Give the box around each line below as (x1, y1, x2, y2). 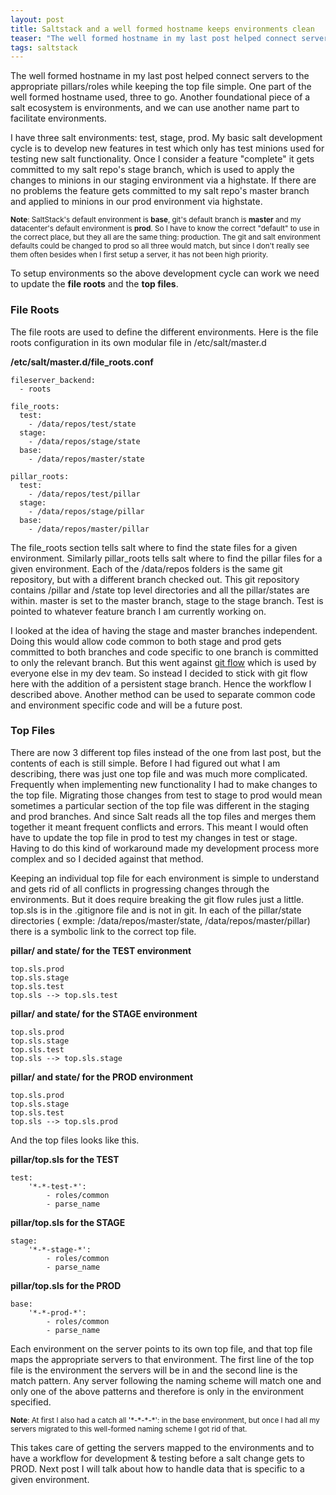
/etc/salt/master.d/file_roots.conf (10, 356, 154, 368)
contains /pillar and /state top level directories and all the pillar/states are (10, 584, 310, 596)
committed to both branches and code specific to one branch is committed (10, 646, 319, 658)
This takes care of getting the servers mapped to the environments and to (10, 1441, 315, 1453)
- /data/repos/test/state (28, 419, 137, 429)
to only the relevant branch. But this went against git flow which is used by (10, 656, 317, 668)
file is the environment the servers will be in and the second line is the (10, 1364, 298, 1376)
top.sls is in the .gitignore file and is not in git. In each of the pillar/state (10, 904, 302, 916)
